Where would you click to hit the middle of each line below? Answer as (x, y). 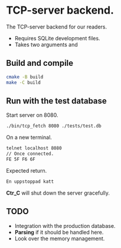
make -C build (24, 82)
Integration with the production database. (65, 225)
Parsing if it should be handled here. (59, 232)
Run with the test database (57, 101)
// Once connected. (30, 154)
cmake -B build (25, 77)
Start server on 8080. (32, 115)
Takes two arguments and (46, 44)
